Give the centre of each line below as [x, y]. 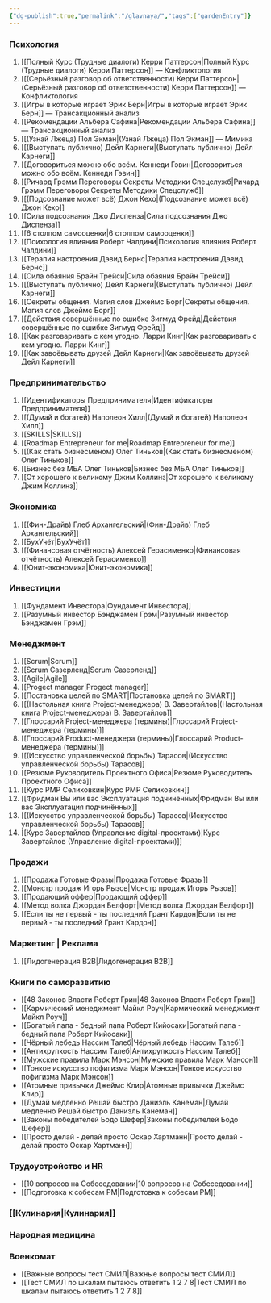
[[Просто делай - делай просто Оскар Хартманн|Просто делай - [132, 1137]
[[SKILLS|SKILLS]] [51, 434]
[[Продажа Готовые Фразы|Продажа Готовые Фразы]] [115, 879]
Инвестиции [35, 588]
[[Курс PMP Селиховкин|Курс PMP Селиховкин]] [105, 790]
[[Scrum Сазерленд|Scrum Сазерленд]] [88, 670]
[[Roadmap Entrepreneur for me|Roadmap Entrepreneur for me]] [128, 443]
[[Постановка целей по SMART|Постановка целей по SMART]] [128, 695]
